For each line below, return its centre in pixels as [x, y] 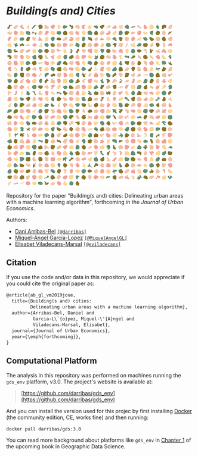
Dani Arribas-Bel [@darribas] [51, 231]
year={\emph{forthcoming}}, [47, 337]
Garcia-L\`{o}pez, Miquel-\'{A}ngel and [83, 319]
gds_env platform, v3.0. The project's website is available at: [80, 382]
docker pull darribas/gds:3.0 [44, 429]
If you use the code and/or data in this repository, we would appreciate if [95, 277]
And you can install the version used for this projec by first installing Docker [99, 411]
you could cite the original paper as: [50, 283]
